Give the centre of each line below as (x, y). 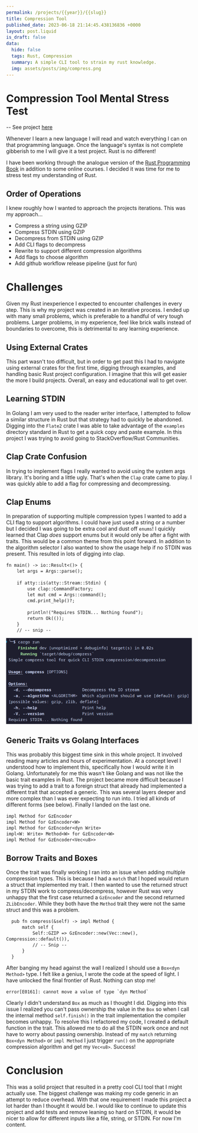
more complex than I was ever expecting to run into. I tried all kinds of (91, 799)
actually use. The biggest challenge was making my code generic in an (92, 1093)
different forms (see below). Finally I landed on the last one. (78, 805)
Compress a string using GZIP (51, 226)
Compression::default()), (38, 939)
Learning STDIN (36, 399)
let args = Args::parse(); (50, 572)
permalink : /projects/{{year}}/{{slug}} (57, 12)
